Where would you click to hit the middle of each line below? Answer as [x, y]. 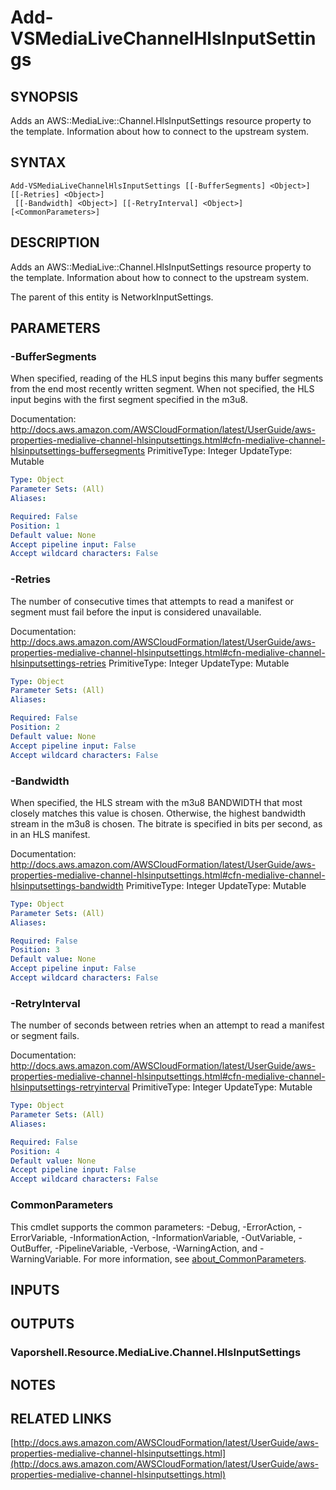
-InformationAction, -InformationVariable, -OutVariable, [183, 1237]
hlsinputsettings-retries [58, 663]
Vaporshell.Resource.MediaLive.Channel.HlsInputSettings [156, 1353]
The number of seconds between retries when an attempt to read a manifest [167, 1025]
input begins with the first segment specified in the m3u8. [129, 400]
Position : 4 [35, 1151]
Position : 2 [35, 727]
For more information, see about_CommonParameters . [195, 1258]
